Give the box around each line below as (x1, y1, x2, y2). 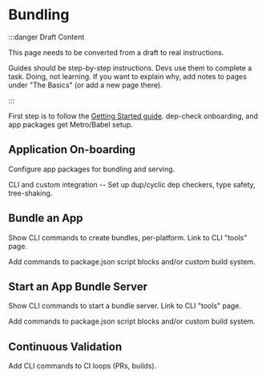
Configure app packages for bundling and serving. (8, 164, 175, 174)
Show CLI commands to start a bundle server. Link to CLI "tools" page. (8, 301, 242, 311)
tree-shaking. (8, 188, 53, 198)
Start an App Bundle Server (8, 279, 148, 293)
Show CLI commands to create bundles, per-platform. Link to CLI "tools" (8, 232, 248, 242)
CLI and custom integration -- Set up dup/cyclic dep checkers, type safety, (8, 179, 256, 189)
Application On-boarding (8, 143, 136, 157)
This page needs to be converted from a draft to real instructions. (8, 47, 224, 57)
